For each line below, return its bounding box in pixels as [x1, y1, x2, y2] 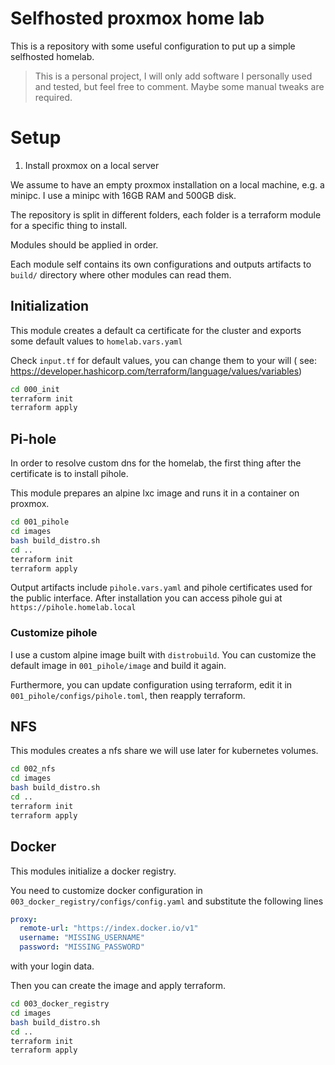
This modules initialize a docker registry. [10, 865, 177, 877]
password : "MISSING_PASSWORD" [19, 942, 145, 952]
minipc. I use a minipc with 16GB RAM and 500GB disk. [10, 189, 237, 201]
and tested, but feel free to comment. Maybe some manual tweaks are [34, 80, 325, 92]
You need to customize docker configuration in [10, 884, 203, 896]
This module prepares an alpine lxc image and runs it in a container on [10, 487, 300, 499]
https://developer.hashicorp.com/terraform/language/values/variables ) [10, 365, 303, 377]
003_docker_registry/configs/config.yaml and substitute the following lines [10, 895, 324, 907]
